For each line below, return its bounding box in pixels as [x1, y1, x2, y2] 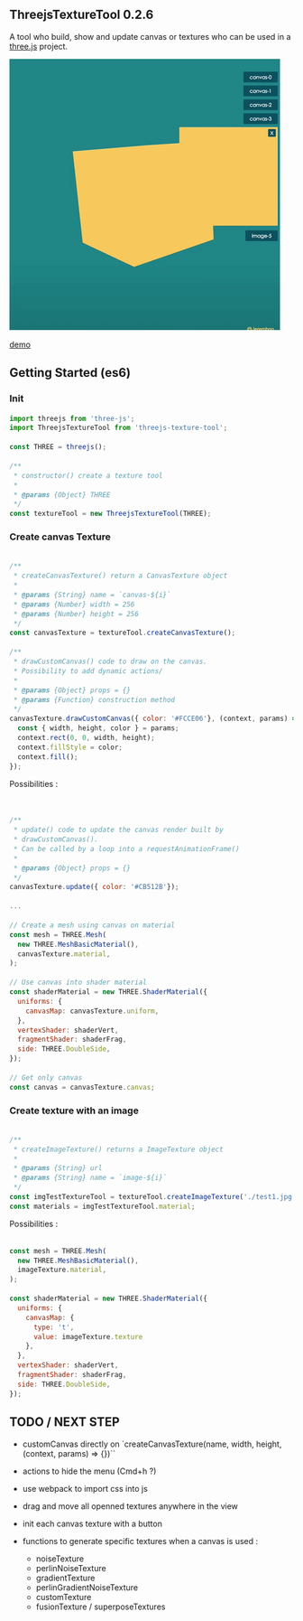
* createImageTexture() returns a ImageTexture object [13, 1145, 224, 1154]
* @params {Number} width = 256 [13, 600, 135, 609]
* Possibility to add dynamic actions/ [13, 666, 164, 676]
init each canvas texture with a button [22, 1518, 162, 1529]
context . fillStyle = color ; [17, 743, 124, 752]
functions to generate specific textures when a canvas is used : [22, 1535, 259, 1546]
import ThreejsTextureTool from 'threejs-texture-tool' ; [9, 424, 228, 433]
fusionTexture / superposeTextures [35, 1601, 166, 1612]
